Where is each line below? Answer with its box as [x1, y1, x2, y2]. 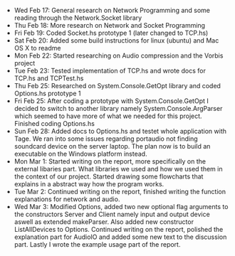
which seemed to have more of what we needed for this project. [14, 112, 202, 120]
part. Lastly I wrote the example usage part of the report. [14, 240, 181, 248]
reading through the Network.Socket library [14, 14, 142, 22]
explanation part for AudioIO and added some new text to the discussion [14, 233, 227, 241]
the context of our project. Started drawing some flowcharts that [14, 172, 204, 181]
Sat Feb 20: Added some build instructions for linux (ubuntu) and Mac [14, 36, 219, 45]
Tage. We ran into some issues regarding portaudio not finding [14, 134, 198, 143]
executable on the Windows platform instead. [14, 149, 147, 158]
